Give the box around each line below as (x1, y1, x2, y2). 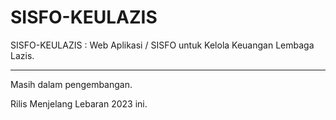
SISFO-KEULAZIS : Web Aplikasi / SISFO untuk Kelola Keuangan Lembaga (10, 39, 315, 51)
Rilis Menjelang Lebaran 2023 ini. (10, 97, 148, 110)
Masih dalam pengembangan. (10, 78, 133, 90)
